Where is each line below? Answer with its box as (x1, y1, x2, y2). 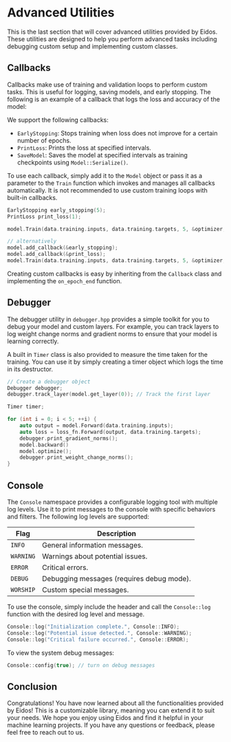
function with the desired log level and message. (7, 610, 145, 618)
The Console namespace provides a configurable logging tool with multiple (7, 498, 218, 506)
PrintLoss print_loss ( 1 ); (7, 213, 81, 220)
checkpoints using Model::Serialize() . (16, 158, 129, 166)
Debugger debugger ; (7, 384, 63, 391)
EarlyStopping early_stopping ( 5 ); (7, 206, 107, 214)
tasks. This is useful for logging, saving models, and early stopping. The (7, 87, 211, 96)
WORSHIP (10, 586, 36, 593)
